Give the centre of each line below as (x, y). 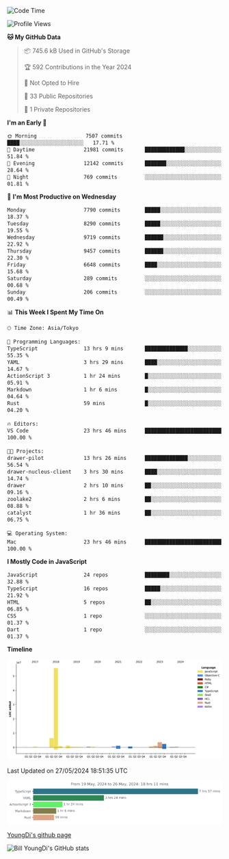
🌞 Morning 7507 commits (65, 136)
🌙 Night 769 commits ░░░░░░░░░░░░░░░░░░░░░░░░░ (114, 177)
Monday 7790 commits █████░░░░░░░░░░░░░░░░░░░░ (114, 210)
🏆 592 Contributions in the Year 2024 (78, 67)
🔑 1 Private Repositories (57, 109)
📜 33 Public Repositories (58, 96)
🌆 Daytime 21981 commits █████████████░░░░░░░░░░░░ (114, 150)
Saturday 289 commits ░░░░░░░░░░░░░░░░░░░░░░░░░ (114, 279)
